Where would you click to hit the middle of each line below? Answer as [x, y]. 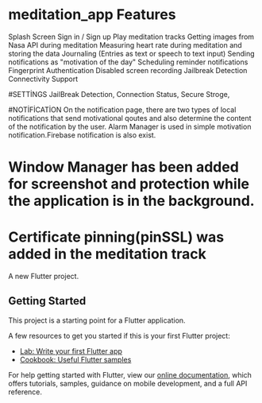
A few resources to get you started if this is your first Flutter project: [119, 335]
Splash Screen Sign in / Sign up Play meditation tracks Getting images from [131, 37]
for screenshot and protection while [129, 184]
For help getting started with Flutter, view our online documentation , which [130, 374]
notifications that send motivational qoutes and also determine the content [130, 118]
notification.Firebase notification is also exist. [82, 135]
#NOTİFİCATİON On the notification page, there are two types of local [122, 110]
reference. [25, 392]
